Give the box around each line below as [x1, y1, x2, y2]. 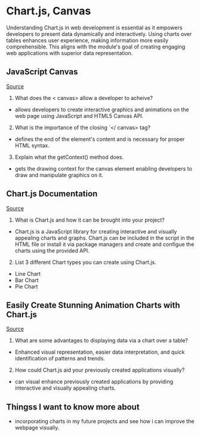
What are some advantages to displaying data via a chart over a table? [14, 337, 188, 344]
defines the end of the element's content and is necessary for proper [14, 135, 185, 142]
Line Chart [14, 270, 41, 277]
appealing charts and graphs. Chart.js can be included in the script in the [14, 234, 195, 241]
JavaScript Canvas [6, 67, 78, 77]
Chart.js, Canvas [6, 4, 91, 18]
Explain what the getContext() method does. [14, 153, 124, 160]
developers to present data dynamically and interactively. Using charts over [6, 30, 192, 37]
